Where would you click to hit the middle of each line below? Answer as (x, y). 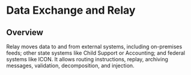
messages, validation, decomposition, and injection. (70, 65)
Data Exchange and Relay (71, 10)
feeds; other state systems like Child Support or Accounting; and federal (96, 53)
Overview (25, 32)
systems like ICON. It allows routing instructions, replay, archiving (87, 59)
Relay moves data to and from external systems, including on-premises (94, 46)
